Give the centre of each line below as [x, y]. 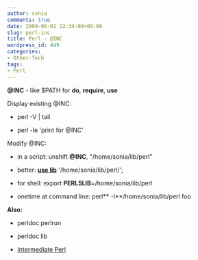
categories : [24, 52]
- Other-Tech [26, 58]
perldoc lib [32, 236]
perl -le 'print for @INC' [50, 130]
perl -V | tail [34, 116]
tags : [15, 64]
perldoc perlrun [39, 222]
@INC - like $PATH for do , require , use [62, 90]
